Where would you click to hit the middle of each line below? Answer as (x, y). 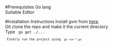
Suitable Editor (20, 12)
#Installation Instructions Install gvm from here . (52, 22)
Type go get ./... (25, 32)
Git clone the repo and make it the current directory (56, 27)
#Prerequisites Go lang (28, 7)
